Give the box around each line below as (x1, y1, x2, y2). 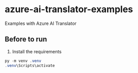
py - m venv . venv (5, 58, 42, 63)
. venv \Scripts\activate (5, 63, 55, 68)
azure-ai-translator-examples (5, 4, 133, 15)
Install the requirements (12, 48, 62, 54)
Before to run (5, 35, 47, 44)
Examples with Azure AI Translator (5, 20, 77, 26)
